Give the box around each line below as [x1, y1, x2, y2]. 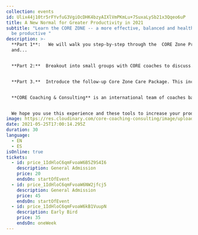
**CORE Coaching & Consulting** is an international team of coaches [11, 94, 186, 100]
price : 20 [16, 171, 41, 177]
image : [6, 116, 22, 122]
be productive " [11, 31, 51, 37]
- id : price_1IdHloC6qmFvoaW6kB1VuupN [11, 204, 107, 210]
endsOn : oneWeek [16, 220, 57, 226]
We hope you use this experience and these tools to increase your [11, 110, 181, 116]
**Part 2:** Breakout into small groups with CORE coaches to [11, 63, 170, 68]
